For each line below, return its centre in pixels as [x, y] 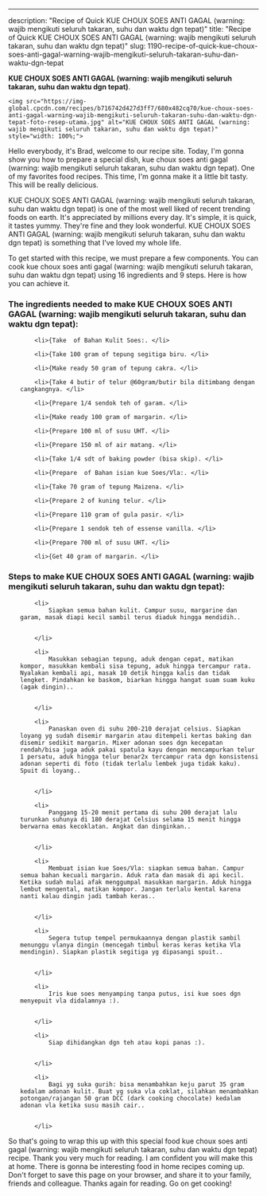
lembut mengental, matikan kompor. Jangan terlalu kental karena [130, 889]
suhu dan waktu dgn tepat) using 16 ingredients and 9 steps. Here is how [128, 275]
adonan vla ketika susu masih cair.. [82, 1105]
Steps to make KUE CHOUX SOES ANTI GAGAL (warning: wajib [131, 577]
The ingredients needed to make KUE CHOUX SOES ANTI [120, 304]
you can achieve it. [39, 283]
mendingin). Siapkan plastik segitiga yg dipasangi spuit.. [121, 952]
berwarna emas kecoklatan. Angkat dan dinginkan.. [105, 826]
